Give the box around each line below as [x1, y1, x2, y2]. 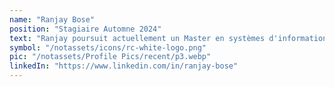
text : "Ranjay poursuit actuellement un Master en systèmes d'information [9, 33, 328, 43]
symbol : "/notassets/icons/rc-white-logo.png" [9, 42, 207, 53]
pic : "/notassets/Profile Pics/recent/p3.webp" [9, 52, 212, 62]
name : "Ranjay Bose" [9, 14, 96, 25]
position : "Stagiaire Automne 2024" [9, 24, 162, 34]
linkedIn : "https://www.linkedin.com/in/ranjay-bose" [9, 61, 239, 71]
